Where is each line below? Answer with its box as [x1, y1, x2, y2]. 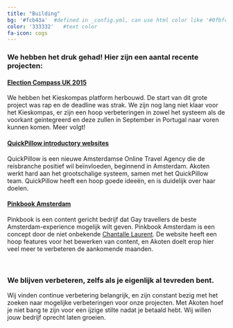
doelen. [7, 184, 29, 192]
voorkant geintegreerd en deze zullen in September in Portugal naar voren [7, 116, 220, 124]
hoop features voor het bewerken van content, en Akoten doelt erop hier [7, 237, 214, 245]
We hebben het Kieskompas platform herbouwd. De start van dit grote [7, 94, 208, 102]
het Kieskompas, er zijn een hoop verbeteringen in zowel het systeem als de [7, 108, 225, 116]
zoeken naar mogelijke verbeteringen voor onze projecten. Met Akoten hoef [7, 299, 224, 307]
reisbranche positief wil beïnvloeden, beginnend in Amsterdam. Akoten [7, 162, 210, 170]
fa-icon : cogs [7, 29, 49, 37]
